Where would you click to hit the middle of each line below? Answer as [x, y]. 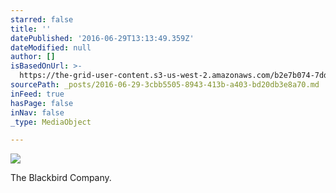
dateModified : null [51, 47]
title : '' [31, 29]
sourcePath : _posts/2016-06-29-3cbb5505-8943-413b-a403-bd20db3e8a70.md [165, 85]
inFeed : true [37, 94]
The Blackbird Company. [61, 178]
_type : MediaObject [51, 122]
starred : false [42, 19]
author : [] [33, 57]
